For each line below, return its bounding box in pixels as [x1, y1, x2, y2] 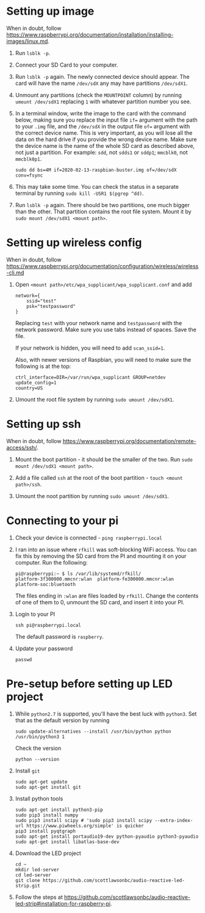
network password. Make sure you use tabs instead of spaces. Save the [15, 326, 196, 333]
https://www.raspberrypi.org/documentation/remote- [62, 437, 196, 444]
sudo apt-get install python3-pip [15, 807, 103, 813]
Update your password [15, 645, 73, 652]
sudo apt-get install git [15, 784, 81, 790]
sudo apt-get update [15, 779, 68, 785]
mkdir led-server [15, 867, 60, 873]
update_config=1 [15, 380, 57, 386]
